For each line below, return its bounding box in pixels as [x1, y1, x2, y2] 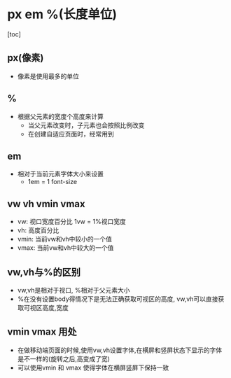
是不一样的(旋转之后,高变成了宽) [17, 354, 111, 363]
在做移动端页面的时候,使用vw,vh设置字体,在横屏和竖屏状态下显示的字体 [17, 346, 223, 354]
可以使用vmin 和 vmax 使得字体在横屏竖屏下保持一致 [17, 363, 169, 372]
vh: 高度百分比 [17, 226, 59, 234]
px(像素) [7, 52, 44, 64]
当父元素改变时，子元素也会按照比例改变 [27, 120, 145, 129]
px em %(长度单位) [7, 6, 118, 22]
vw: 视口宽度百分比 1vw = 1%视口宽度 [17, 218, 126, 226]
